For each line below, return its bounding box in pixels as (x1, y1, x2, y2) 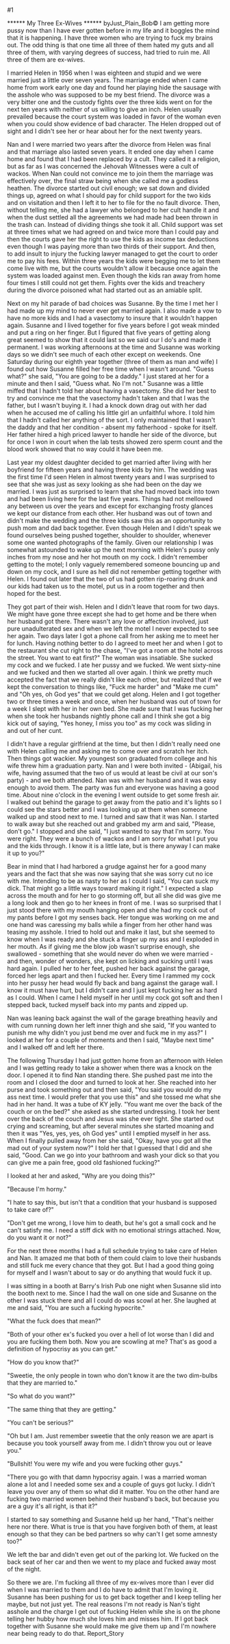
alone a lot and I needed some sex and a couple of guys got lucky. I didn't (7, 1480, 216, 1488)
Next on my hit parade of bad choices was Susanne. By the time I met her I (7, 300, 218, 307)
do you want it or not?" (7, 1233, 72, 1242)
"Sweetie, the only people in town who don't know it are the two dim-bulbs (7, 1371, 218, 1379)
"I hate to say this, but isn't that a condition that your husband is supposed (7, 1198, 217, 1206)
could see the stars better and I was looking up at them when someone (7, 806, 207, 813)
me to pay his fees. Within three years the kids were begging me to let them (7, 257, 220, 265)
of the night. (7, 1565, 42, 1573)
